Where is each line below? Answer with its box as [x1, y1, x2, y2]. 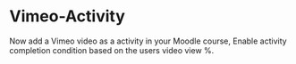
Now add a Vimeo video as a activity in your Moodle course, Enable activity [9, 36, 288, 46]
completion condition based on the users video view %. [9, 44, 215, 55]
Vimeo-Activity [9, 6, 125, 27]
